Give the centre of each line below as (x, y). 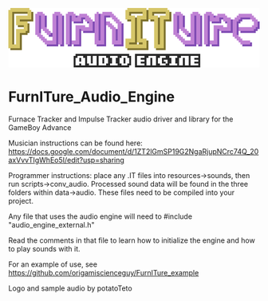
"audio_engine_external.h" (51, 225)
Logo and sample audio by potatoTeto (71, 288)
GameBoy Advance (40, 128)
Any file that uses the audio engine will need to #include (100, 216)
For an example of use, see (53, 264)
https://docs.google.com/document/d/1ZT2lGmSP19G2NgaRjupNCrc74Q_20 (134, 152)
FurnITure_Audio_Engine (92, 97)
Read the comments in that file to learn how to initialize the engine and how (132, 240)
